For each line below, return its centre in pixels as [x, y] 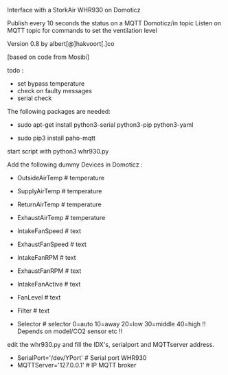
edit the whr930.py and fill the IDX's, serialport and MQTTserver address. [111, 344]
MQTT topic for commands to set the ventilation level [82, 31]
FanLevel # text [39, 297]
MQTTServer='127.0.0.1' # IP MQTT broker [77, 365]
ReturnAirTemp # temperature [59, 204]
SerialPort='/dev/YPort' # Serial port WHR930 [82, 358]
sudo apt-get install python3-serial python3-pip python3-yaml [105, 125]
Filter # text [33, 311]
